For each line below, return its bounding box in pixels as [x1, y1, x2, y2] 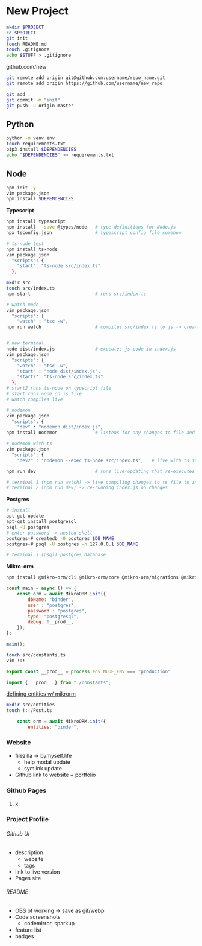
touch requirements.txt [6, 141, 66, 147]
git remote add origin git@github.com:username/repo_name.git [6, 75, 165, 81]
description [14, 849, 43, 856]
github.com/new [6, 63, 47, 71]
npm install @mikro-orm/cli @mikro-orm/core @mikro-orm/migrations [6, 574, 179, 580]
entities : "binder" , [28, 724, 79, 731]
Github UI [6, 830, 30, 837]
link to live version [14, 868, 60, 875]
